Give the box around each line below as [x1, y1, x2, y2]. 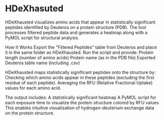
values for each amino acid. [5, 85, 62, 91]
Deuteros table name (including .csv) [5, 60, 80, 66]
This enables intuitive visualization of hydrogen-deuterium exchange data [5, 105, 154, 111]
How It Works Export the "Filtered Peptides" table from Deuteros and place [5, 44, 157, 50]
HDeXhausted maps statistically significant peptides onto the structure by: [5, 69, 156, 75]
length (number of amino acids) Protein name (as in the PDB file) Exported [5, 54, 156, 60]
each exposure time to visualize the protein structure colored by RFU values [5, 99, 159, 105]
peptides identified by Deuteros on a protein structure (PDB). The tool [5, 24, 146, 30]
